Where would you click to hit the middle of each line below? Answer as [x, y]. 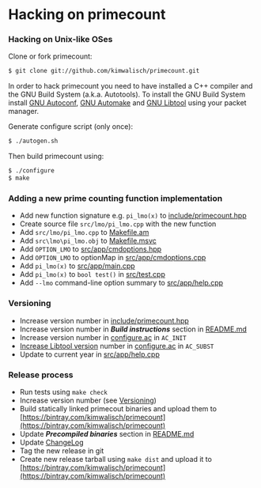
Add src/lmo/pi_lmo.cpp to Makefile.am [84, 233]
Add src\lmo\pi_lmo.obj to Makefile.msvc [88, 241]
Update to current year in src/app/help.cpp [89, 354]
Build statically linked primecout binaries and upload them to [118, 408]
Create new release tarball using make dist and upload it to [115, 459]
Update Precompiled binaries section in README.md [107, 433]
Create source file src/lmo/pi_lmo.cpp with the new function [118, 224]
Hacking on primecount [87, 15]
